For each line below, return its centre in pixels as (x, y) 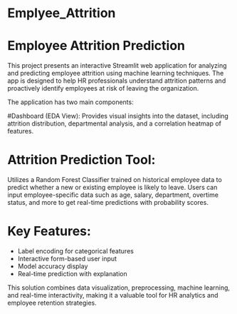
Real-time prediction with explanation (72, 274)
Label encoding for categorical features (75, 251)
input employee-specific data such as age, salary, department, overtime (113, 195)
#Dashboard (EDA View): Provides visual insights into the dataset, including (118, 116)
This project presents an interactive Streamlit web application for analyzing (117, 66)
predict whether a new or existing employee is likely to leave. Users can (112, 188)
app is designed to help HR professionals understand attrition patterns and (117, 81)
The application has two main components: (70, 102)
